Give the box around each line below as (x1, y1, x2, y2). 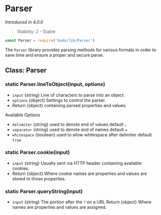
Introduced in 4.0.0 (5, 19, 43, 25)
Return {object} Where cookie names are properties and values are (12, 171, 147, 176)
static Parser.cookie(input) (5, 149, 70, 156)
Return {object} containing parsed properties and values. (12, 102, 127, 108)
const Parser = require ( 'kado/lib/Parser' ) (5, 38, 95, 43)
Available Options (5, 112, 40, 118)
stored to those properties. (12, 175, 66, 181)
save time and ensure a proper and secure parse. (5, 52, 104, 58)
